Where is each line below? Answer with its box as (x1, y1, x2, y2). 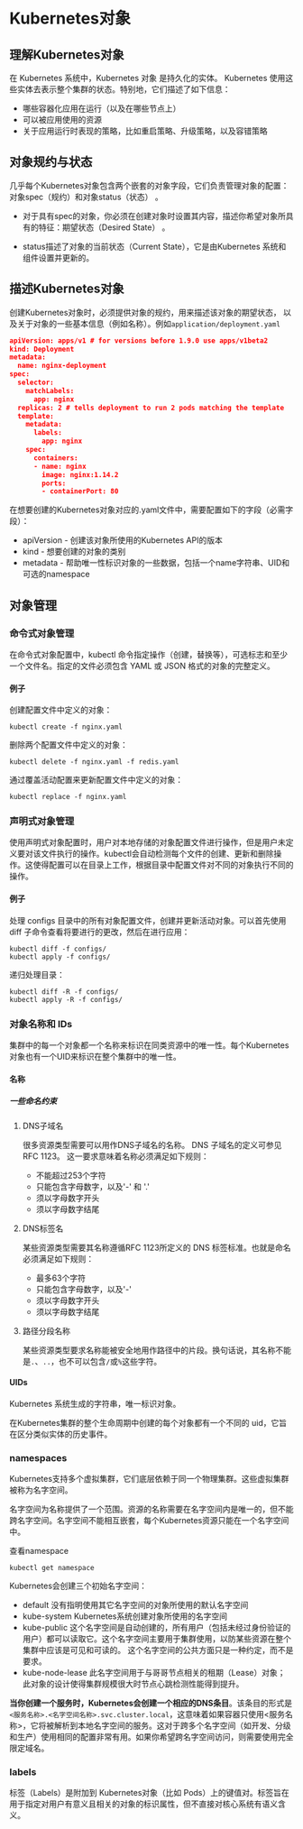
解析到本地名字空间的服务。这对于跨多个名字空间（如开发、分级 (53, 1720, 291, 1731)
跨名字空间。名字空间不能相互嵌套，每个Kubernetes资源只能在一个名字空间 (9, 1515, 289, 1525)
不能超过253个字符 (35, 1170, 106, 1181)
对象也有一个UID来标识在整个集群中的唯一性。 (9, 1051, 182, 1062)
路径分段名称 (22, 1325, 70, 1336)
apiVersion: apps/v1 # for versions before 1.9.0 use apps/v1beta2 (9, 335, 269, 345)
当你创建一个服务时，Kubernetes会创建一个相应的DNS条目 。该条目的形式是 (9, 1697, 293, 1708)
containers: (32, 453, 78, 463)
